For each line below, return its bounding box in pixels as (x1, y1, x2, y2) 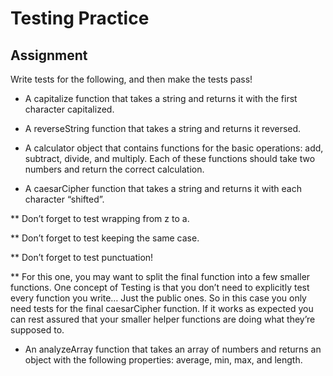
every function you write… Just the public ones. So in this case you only (10, 292, 307, 304)
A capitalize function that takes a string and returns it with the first (24, 93, 298, 104)
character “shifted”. (24, 193, 105, 205)
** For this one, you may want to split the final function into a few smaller (10, 271, 311, 282)
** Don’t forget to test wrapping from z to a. (10, 213, 190, 224)
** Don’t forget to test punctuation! (10, 252, 154, 263)
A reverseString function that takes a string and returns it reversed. (24, 123, 302, 134)
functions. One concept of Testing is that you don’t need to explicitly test (10, 282, 310, 293)
